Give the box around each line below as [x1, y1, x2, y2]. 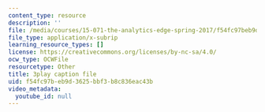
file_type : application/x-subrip [8, 33, 118, 42]
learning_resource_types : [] [8, 41, 104, 49]
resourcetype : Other [8, 63, 77, 71]
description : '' [8, 19, 62, 27]
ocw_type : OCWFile [8, 56, 69, 64]
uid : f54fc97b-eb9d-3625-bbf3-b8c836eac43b [8, 77, 154, 85]
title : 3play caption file [8, 70, 97, 78]
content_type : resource [8, 11, 87, 20]
